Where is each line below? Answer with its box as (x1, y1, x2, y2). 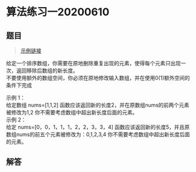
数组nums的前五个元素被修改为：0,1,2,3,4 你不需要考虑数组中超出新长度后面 (6, 131, 190, 138)
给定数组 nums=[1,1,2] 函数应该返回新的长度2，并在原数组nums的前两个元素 (6, 102, 190, 109)
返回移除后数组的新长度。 (16, 67, 78, 74)
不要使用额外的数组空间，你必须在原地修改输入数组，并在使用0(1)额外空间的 (6, 75, 190, 81)
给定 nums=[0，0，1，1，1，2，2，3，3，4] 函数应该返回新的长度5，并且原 (6, 124, 190, 130)
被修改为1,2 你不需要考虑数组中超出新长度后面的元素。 (6, 109, 138, 116)
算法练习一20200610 (6, 5, 110, 19)
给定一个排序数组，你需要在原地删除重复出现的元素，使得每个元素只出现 (6, 60, 181, 66)
